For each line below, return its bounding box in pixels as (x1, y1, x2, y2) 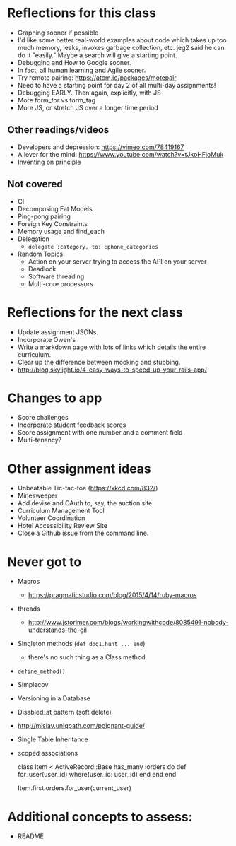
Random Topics (17, 249, 64, 258)
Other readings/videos (7, 124, 110, 136)
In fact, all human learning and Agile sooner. (17, 66, 146, 74)
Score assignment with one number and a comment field (17, 428, 183, 437)
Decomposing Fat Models (17, 204, 93, 213)
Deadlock (28, 264, 57, 273)
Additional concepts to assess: (7, 809, 193, 825)
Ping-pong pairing (17, 212, 71, 221)
